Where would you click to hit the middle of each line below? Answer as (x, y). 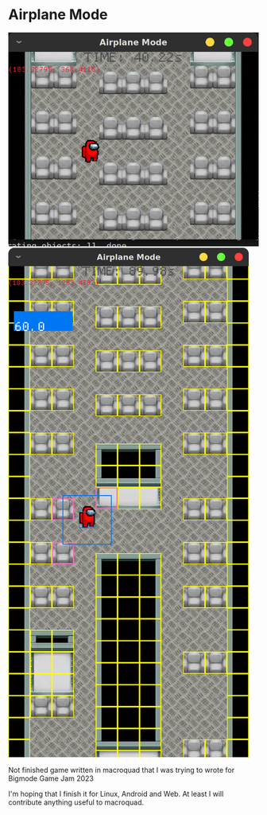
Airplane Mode (58, 15)
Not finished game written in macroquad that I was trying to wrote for (122, 770)
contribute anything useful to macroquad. (76, 802)
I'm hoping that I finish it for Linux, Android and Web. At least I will (116, 794)
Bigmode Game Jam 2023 (51, 778)
